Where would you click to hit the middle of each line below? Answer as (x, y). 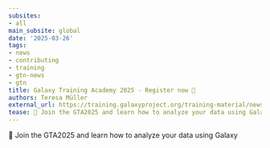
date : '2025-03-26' (41, 38)
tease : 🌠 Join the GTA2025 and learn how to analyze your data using (127, 113)
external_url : (32, 105)
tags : (17, 46)
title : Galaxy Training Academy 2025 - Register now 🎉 (102, 90)
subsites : (25, 16)
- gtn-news (27, 75)
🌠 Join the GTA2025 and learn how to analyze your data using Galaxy (123, 135)
